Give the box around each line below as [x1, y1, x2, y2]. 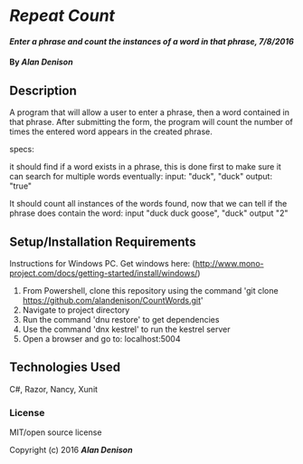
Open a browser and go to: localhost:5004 [22, 333, 181, 344]
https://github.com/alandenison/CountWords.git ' [22, 295, 204, 305]
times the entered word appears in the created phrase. [9, 126, 213, 137]
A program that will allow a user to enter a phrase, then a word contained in [9, 107, 290, 118]
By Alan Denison [9, 56, 74, 68]
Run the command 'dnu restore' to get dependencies [22, 314, 220, 324]
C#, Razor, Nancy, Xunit [9, 383, 98, 394]
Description [9, 82, 77, 98]
